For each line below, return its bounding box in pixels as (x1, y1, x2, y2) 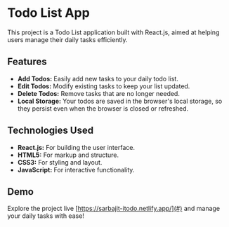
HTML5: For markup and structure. (17, 151, 119, 159)
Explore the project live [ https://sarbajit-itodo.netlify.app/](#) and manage (7, 205, 220, 213)
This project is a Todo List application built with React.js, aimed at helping (7, 28, 220, 36)
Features (7, 56, 47, 68)
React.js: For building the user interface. (17, 143, 136, 151)
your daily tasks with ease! (7, 212, 84, 220)
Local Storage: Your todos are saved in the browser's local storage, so (17, 97, 223, 105)
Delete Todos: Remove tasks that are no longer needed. (17, 89, 181, 97)
